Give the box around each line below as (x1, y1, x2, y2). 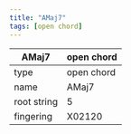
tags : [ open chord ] (9, 22, 83, 31)
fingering (14, 110, 52, 122)
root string (14, 95, 59, 108)
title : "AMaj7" (9, 13, 67, 23)
